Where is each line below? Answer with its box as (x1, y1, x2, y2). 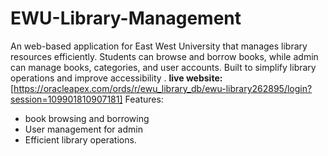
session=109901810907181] (10, 93, 123, 105)
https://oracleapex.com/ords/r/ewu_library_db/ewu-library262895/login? (13, 82, 313, 94)
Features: (124, 93, 164, 105)
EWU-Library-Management (10, 7, 242, 30)
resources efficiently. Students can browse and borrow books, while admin (10, 50, 319, 62)
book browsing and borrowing (24, 112, 150, 124)
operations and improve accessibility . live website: (10, 72, 223, 84)
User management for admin (24, 123, 143, 135)
